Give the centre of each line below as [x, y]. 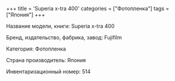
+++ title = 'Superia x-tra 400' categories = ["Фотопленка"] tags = [88, 9]
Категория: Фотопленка [36, 49]
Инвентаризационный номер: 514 [48, 72]
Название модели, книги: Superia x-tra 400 [60, 26]
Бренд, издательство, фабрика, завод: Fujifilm [64, 37]
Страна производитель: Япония [46, 60]
